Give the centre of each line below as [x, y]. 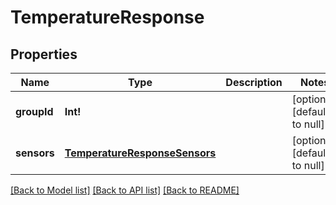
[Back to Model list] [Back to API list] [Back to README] [125, 190]
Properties [44, 54]
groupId [34, 111]
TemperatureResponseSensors [140, 153]
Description [254, 82]
